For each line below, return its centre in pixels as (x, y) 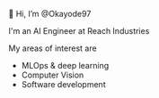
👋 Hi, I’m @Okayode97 (50, 14)
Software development (63, 84)
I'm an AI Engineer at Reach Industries (79, 31)
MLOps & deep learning (65, 65)
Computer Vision (53, 75)
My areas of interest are (53, 48)
